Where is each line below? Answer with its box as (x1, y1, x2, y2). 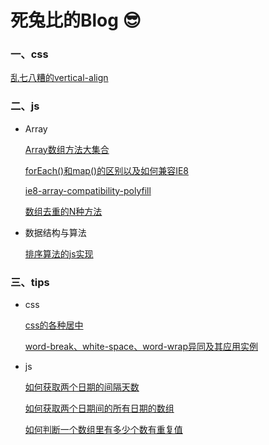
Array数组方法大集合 (24, 143, 110, 155)
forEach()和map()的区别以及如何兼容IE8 (24, 164, 189, 176)
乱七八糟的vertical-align (10, 72, 109, 84)
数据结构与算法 (24, 226, 87, 238)
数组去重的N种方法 (24, 205, 103, 217)
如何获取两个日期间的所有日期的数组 (24, 402, 175, 415)
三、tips (10, 275, 50, 289)
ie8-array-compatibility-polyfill (24, 184, 152, 196)
